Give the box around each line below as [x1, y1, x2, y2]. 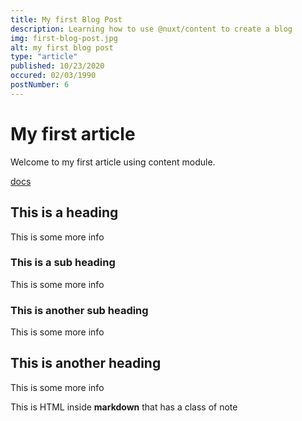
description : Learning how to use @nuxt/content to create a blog [10, 24, 293, 34]
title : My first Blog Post [10, 14, 123, 25]
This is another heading [10, 355, 162, 372]
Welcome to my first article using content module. [10, 156, 216, 168]
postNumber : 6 [10, 80, 70, 90]
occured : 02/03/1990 [10, 71, 97, 81]
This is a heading [10, 204, 119, 221]
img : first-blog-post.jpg [10, 33, 118, 43]
